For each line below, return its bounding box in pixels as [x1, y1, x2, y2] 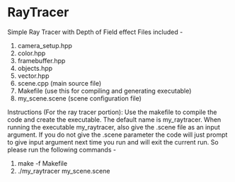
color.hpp [17, 49, 46, 57]
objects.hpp [17, 64, 53, 72]
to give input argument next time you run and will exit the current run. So [7, 137, 219, 146]
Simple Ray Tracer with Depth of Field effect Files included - [7, 28, 183, 36]
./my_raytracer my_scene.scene [17, 166, 110, 175]
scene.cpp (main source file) [17, 79, 101, 87]
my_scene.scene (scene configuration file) [17, 93, 142, 103]
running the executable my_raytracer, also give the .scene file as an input [7, 123, 221, 131]
